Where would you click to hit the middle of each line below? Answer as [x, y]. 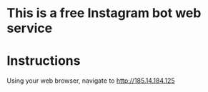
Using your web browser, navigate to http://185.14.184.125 [91, 81]
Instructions [44, 61]
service [30, 28]
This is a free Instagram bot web [104, 13]
